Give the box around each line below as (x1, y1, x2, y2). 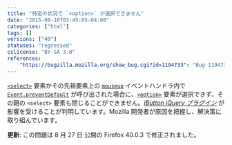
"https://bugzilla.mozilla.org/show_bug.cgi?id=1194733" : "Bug (19, 61, 206, 68)
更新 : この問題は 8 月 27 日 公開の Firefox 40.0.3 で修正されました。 (7, 130, 200, 139)
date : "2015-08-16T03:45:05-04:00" (7, 17, 110, 23)
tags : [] (7, 29, 32, 37)
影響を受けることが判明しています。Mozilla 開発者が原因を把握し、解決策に (7, 107, 222, 115)
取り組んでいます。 (7, 115, 61, 124)
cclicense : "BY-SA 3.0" (7, 49, 76, 56)
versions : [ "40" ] (7, 36, 57, 43)
